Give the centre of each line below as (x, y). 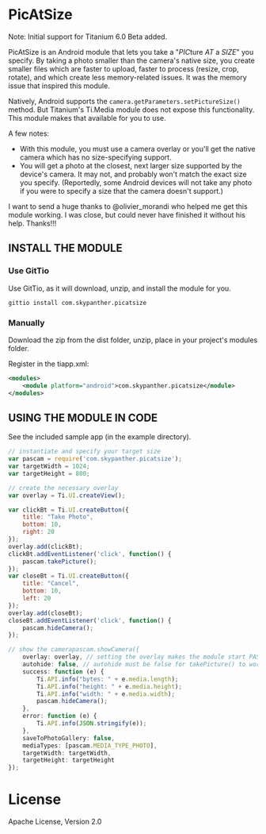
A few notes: (29, 133)
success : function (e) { (63, 672)
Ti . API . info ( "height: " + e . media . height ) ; (109, 686)
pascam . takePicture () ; (60, 562)
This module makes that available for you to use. (87, 118)
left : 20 (37, 598)
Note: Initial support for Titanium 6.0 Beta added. (88, 37)
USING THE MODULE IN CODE (83, 417)
